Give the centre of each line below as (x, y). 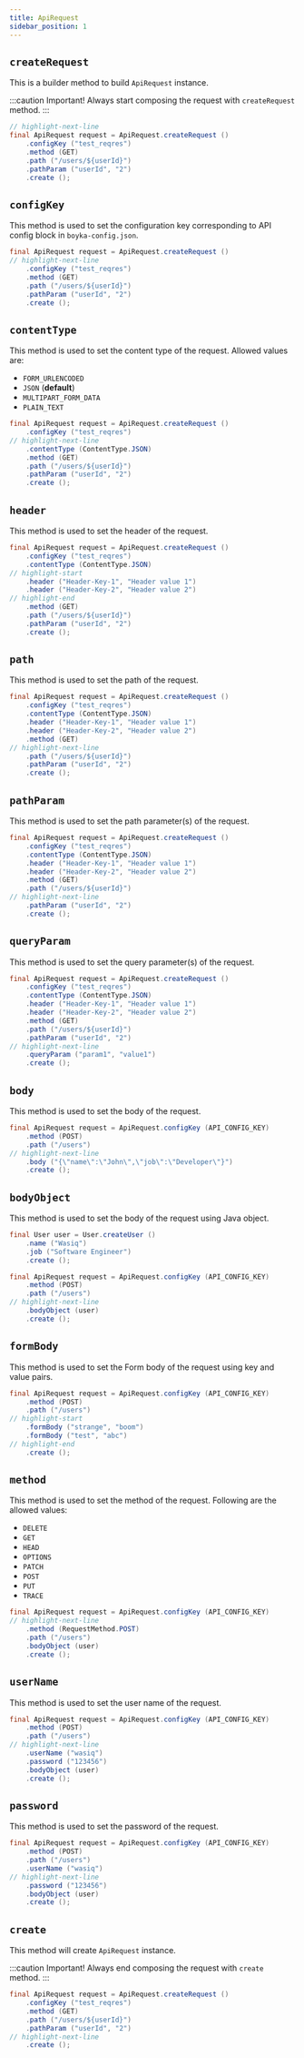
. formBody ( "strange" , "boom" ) (85, 1427)
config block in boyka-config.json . (74, 235)
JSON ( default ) (49, 388)
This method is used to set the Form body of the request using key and (142, 1367)
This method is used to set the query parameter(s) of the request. (132, 962)
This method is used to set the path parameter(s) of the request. (129, 821)
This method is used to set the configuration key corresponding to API (141, 226)
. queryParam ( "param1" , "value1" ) (91, 1055)
